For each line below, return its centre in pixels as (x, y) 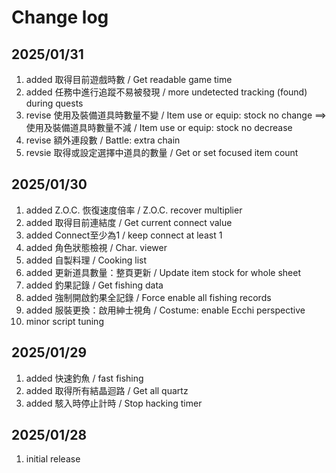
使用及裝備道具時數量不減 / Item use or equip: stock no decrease (159, 127)
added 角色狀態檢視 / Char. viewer (96, 247)
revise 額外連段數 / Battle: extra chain (103, 140)
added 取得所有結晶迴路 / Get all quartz (107, 390)
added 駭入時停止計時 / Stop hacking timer (114, 403)
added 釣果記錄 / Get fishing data (94, 285)
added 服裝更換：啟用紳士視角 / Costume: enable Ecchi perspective (165, 310)
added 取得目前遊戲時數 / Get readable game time (129, 79)
